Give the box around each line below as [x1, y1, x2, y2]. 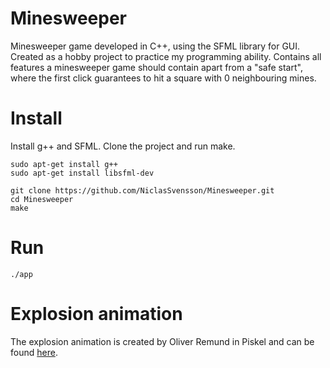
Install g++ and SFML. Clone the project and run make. [10, 140, 236, 152]
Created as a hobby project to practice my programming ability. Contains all [10, 50, 322, 62]
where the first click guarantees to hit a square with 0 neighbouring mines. [10, 72, 317, 84]
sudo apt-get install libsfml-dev [10, 168, 155, 178]
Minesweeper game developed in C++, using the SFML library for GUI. [10, 40, 301, 52]
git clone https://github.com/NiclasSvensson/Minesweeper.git [10, 185, 275, 196]
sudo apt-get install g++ [10, 159, 118, 169]
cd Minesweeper [10, 194, 74, 204]
